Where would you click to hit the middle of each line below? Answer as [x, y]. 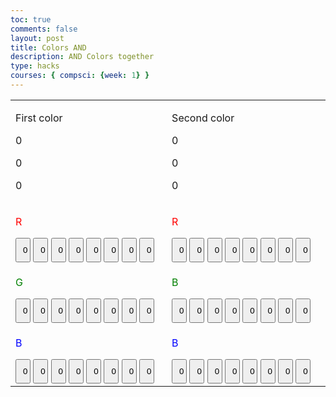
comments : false [44, 29]
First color [39, 118]
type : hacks [35, 66]
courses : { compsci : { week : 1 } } [80, 76]
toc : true [31, 19]
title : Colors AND [48, 47]
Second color [203, 118]
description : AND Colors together [82, 57]
